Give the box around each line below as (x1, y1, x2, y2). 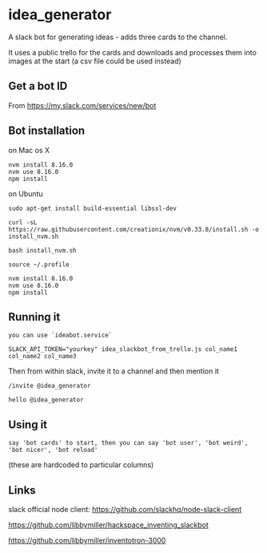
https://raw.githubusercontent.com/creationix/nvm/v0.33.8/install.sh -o (8, 225, 260, 233)
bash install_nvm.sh (8, 246, 78, 254)
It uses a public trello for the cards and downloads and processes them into (8, 47, 257, 57)
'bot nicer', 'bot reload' (8, 446, 98, 454)
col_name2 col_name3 (8, 353, 78, 361)
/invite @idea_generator (8, 382, 91, 390)
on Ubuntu (8, 188, 44, 198)
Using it (8, 418, 48, 431)
